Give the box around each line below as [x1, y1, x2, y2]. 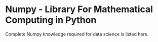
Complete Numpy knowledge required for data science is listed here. [5, 31, 149, 37]
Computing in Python [5, 14, 97, 26]
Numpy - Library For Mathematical [5, 4, 153, 15]
